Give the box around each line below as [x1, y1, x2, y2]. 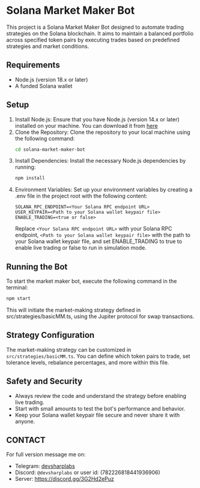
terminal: [6, 284, 28, 291]
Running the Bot [6, 262, 68, 272]
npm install [14, 175, 45, 181]
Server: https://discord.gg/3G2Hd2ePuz [14, 475, 114, 483]
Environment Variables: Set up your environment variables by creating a [14, 186, 193, 193]
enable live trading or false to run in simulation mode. [14, 244, 147, 252]
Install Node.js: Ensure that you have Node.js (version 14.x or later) [14, 115, 180, 123]
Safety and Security [6, 376, 83, 387]
